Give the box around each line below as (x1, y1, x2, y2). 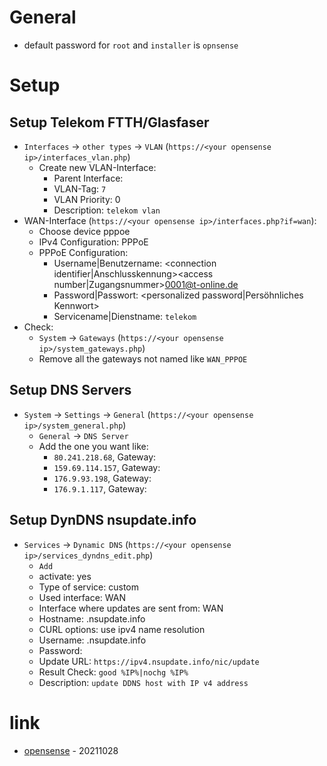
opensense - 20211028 (23, 744, 119, 756)
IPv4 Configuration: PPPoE (38, 236, 149, 248)
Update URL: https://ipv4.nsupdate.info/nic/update (38, 655, 260, 667)
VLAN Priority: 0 (53, 193, 121, 205)
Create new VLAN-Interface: (38, 161, 157, 173)
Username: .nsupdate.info (38, 634, 147, 646)
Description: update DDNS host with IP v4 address (38, 676, 249, 688)
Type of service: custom (38, 581, 140, 593)
